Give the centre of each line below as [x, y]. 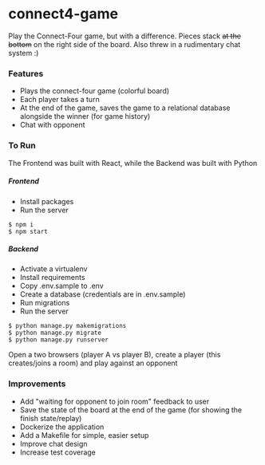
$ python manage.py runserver [59, 340]
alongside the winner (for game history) [85, 116]
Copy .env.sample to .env [61, 286]
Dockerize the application [62, 427]
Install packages [47, 201]
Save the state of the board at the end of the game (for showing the [131, 410]
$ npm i [21, 224]
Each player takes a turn [59, 100]
